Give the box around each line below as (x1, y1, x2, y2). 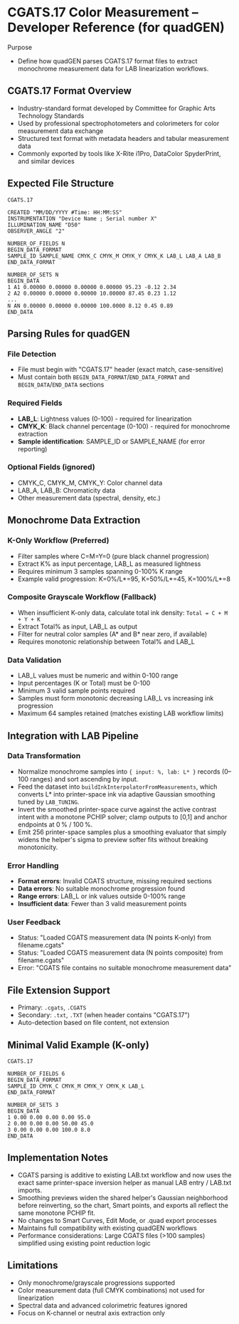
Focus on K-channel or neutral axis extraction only (17, 1308, 166, 1317)
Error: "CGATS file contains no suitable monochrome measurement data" (17, 964, 232, 972)
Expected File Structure (7, 177, 115, 189)
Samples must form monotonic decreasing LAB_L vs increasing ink (17, 694, 214, 703)
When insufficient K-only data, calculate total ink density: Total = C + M (17, 608, 228, 616)
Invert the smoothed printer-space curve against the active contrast (17, 805, 217, 814)
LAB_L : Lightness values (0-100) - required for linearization (17, 414, 192, 423)
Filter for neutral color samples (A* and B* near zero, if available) (17, 629, 208, 638)
